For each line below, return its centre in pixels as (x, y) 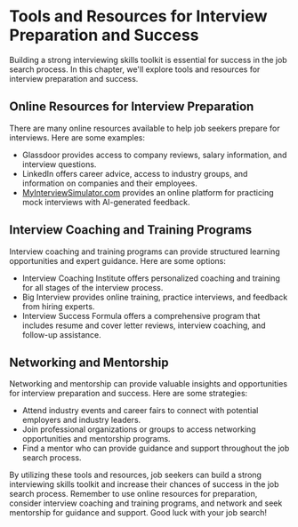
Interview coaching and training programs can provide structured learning (145, 252)
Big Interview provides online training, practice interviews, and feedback (155, 297)
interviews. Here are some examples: (77, 137)
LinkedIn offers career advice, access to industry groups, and (135, 173)
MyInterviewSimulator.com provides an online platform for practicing (148, 192)
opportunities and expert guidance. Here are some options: (118, 260)
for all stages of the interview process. (93, 287)
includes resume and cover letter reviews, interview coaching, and (144, 325)
